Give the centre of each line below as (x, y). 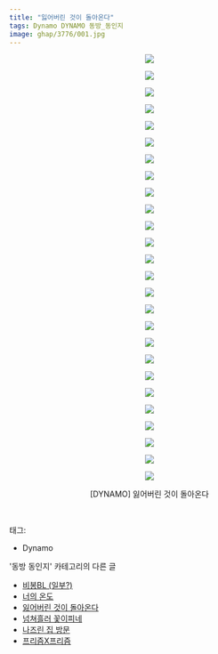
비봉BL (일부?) (47, 585)
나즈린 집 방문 (46, 630)
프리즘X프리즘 (46, 641)
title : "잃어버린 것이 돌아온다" (62, 17)
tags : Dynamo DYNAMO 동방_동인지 (67, 26)
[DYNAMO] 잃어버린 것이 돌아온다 (149, 494)
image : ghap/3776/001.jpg (57, 34)
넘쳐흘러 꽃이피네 (52, 618)
